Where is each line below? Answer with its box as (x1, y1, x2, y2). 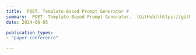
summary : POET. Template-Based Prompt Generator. (6, 14, 132, 20)
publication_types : (6, 30, 54, 35)
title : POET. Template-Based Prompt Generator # (6, 8, 129, 14)
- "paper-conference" (6, 35, 59, 41)
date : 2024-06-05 (6, 19, 48, 25)
